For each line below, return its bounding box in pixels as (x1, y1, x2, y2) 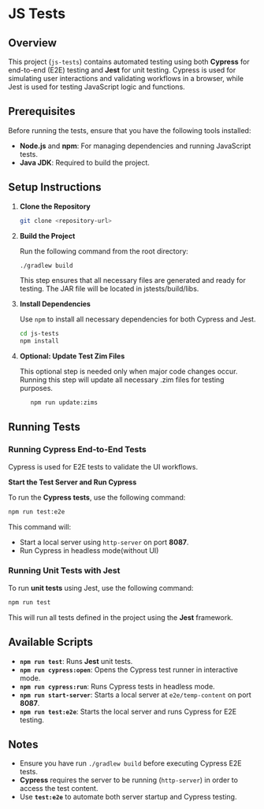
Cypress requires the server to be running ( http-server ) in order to (19, 775, 239, 785)
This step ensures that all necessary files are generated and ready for (19, 276, 246, 285)
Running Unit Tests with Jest (8, 565, 121, 576)
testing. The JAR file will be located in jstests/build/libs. (19, 284, 199, 294)
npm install (19, 337, 59, 345)
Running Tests (8, 421, 80, 434)
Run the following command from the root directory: (19, 246, 189, 256)
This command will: (8, 521, 72, 532)
